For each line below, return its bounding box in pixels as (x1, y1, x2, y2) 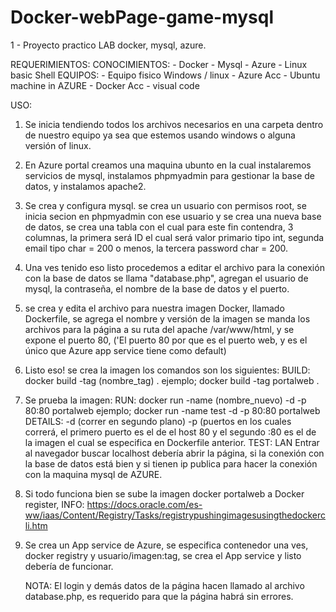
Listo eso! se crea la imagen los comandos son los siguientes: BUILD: (24, 364, 311, 376)
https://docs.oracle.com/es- (86, 498, 203, 510)
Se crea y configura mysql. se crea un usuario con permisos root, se (24, 199, 307, 211)
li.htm (24, 519, 48, 531)
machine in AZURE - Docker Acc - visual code (10, 79, 200, 91)
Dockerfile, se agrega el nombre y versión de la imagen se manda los (24, 312, 311, 325)
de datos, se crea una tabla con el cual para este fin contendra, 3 (24, 221, 294, 233)
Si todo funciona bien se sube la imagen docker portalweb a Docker (24, 487, 305, 500)
